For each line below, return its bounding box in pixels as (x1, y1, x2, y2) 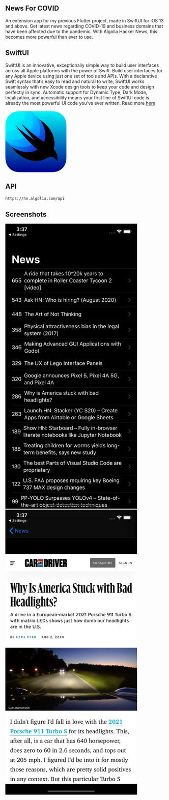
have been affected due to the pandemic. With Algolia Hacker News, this (5, 28, 158, 35)
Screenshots (5, 210, 47, 218)
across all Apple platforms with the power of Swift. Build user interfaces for (5, 67, 163, 73)
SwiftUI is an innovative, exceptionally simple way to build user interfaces (5, 62, 159, 68)
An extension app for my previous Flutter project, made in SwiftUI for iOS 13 (5, 17, 164, 23)
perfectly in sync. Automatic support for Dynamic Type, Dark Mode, (5, 89, 148, 95)
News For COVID (5, 4, 60, 13)
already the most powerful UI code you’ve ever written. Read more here (5, 100, 156, 106)
